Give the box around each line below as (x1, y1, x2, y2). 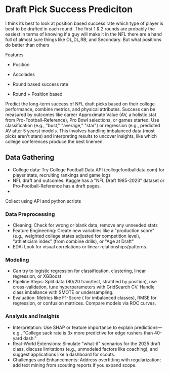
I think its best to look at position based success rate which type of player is (5, 20, 163, 26)
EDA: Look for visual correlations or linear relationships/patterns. (12, 244, 148, 250)
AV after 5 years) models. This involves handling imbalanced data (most (5, 128, 155, 134)
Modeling (5, 256, 29, 263)
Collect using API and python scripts (5, 198, 81, 204)
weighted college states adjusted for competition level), (24, 233, 141, 239)
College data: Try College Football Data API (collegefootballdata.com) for (12, 166, 165, 173)
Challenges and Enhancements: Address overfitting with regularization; (12, 356, 161, 363)
